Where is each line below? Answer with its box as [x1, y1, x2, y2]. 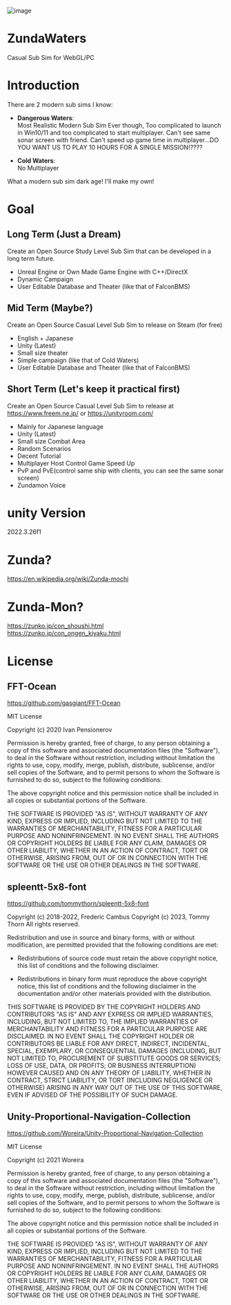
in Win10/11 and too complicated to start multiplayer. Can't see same [17, 128, 211, 137]
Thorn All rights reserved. [7, 920, 80, 928]
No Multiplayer [17, 163, 59, 172]
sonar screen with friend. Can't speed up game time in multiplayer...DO [17, 135, 219, 144]
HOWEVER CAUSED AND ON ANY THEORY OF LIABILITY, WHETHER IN [7, 1069, 212, 1077]
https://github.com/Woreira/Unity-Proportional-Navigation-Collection [7, 1128, 203, 1137]
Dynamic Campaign [17, 275, 74, 283]
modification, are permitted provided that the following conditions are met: [7, 941, 219, 949]
